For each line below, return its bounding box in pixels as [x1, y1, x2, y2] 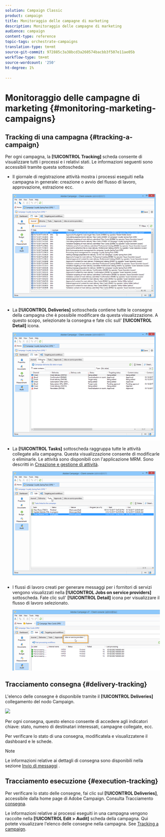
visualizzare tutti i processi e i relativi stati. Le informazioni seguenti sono [5, 159, 153, 165]
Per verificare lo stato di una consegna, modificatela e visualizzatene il [5, 733, 148, 739]
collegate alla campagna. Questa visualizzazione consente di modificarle [12, 451, 160, 457]
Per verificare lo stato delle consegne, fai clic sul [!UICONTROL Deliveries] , [5, 790, 158, 796]
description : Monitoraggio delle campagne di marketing [5, 24, 122, 29]
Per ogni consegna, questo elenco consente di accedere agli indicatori [5, 718, 148, 724]
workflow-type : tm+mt [5, 55, 50, 60]
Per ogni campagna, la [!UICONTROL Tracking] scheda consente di [5, 153, 142, 160]
